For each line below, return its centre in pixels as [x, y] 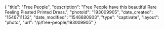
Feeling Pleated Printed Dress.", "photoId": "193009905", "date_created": [79, 12]
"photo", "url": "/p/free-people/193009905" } [50, 22]
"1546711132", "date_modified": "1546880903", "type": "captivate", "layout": [82, 17]
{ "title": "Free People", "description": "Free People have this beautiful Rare [81, 7]
